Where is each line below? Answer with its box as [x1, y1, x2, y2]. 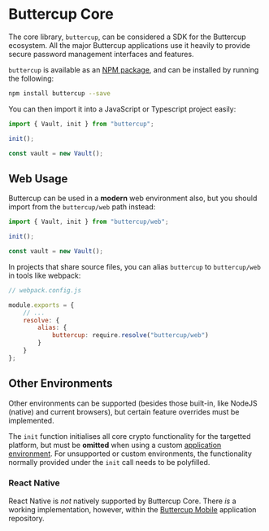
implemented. [8, 415, 54, 425]
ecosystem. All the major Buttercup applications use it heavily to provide [8, 40, 250, 50]
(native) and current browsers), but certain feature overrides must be [8, 406, 240, 416]
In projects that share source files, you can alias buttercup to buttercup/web [8, 261, 262, 271]
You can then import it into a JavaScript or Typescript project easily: [8, 103, 236, 114]
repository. [8, 513, 45, 523]
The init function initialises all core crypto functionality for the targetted [8, 431, 251, 441]
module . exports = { [8, 301, 75, 309]
